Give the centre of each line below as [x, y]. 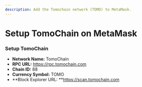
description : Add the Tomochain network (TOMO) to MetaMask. [68, 9]
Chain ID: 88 [25, 69]
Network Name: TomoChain [40, 59]
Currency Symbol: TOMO [38, 74]
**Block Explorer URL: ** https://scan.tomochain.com [66, 80]
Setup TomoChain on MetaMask [71, 33]
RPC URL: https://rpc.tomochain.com [49, 64]
